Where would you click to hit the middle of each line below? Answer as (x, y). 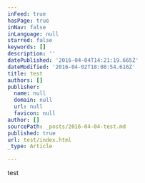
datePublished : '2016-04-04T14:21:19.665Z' (73, 61)
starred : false (30, 41)
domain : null (33, 100)
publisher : (24, 87)
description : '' (31, 54)
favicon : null (35, 113)
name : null (30, 93)
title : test (25, 73)
